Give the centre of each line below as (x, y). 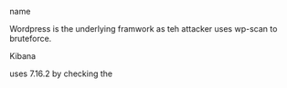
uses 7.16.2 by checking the (61, 73)
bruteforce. (31, 39)
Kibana (23, 56)
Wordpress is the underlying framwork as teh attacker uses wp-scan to (143, 29)
